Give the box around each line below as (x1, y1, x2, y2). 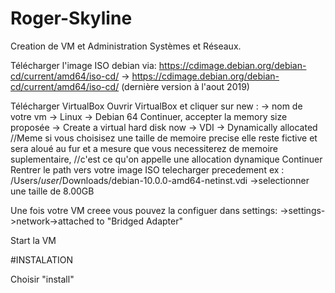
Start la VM (10, 234, 57, 246)
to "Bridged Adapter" (96, 215, 184, 227)
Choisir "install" (10, 273, 75, 285)
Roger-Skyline (10, 7, 133, 30)
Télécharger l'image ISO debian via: (10, 59, 157, 71)
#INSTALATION (10, 253, 74, 266)
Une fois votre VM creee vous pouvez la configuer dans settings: (10, 204, 278, 216)
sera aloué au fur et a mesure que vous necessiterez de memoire (10, 142, 279, 154)
